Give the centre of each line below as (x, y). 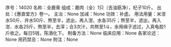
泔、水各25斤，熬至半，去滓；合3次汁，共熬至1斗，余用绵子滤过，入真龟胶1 (85, 27)
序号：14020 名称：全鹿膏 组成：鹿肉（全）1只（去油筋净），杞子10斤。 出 (83, 7)
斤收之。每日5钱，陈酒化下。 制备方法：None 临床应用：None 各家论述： (83, 33)
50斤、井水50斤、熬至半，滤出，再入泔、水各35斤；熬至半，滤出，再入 (85, 20)
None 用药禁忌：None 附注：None (42, 39)
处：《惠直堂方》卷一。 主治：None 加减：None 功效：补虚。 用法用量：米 (83, 14)
